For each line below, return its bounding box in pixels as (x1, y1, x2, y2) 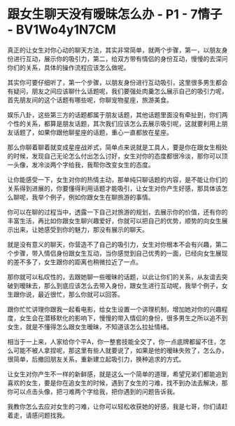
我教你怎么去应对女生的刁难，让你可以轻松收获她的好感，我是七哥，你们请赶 (7, 402, 228, 411)
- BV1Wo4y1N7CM (7, 22, 117, 38)
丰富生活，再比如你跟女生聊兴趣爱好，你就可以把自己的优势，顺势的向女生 (7, 217, 222, 225)
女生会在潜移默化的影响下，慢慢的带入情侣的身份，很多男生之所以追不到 (19, 313, 228, 322)
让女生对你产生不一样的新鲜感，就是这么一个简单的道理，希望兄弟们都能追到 (7, 369, 228, 378)
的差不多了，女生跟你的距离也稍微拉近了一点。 (7, 257, 142, 266)
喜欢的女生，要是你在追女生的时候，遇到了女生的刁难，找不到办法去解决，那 (7, 378, 228, 387)
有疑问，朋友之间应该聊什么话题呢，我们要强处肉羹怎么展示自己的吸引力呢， (7, 87, 228, 95)
